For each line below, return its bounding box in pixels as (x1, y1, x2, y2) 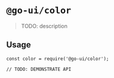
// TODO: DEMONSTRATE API (6, 66, 71, 72)
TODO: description (21, 22, 68, 29)
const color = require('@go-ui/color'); (6, 56, 110, 62)
